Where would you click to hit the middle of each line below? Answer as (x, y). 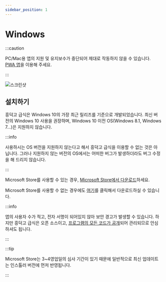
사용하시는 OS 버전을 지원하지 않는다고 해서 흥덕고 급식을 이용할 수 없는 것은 (79, 147)
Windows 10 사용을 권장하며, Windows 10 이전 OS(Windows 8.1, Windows (88, 121)
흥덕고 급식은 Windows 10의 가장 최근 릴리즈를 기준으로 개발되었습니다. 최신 (79, 115)
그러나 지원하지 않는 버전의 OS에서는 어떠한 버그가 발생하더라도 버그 (85, 153)
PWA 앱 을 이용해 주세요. (28, 65)
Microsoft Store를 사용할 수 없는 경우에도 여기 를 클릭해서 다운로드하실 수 (76, 190)
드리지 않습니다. (31, 160)
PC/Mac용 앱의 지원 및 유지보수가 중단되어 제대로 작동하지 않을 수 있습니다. (78, 58)
